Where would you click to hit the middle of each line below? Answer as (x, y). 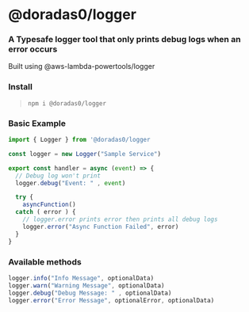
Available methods (45, 261)
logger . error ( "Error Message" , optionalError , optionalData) (111, 300)
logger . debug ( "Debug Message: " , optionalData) (90, 293)
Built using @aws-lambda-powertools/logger (82, 67)
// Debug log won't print (58, 176)
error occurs (33, 49)
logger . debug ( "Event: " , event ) (71, 183)
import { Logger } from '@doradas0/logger (79, 140)
